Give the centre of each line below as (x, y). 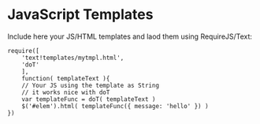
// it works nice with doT (66, 92)
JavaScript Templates (80, 15)
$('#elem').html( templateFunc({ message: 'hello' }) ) (115, 106)
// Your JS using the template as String (90, 85)
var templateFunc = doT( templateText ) (89, 99)
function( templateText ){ (66, 78)
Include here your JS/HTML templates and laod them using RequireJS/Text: (130, 36)
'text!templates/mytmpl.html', (73, 58)
